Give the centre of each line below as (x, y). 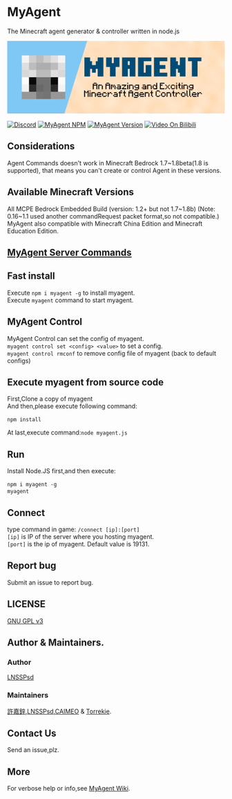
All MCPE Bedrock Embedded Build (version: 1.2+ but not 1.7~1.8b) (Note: (111, 209)
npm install (24, 420)
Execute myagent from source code (86, 382)
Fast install (31, 276)
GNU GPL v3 (25, 621)
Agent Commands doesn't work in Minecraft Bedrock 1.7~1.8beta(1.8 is (108, 163)
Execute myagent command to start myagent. (70, 300)
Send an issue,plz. (33, 750)
